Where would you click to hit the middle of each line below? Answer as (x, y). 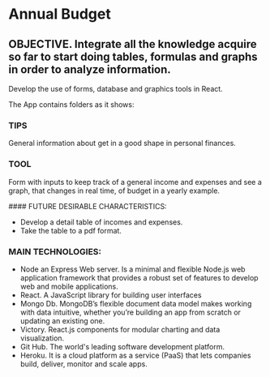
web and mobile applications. (69, 286)
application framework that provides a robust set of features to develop (139, 277)
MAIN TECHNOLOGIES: (55, 251)
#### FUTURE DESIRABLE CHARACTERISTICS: (88, 206)
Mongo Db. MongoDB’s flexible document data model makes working (136, 303)
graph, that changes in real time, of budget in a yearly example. (114, 191)
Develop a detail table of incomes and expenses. (101, 222)
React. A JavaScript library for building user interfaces (111, 295)
